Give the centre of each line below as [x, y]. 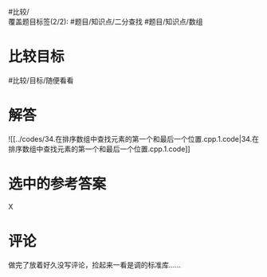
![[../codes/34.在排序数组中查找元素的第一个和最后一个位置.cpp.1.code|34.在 [133, 138]
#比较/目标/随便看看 [41, 80]
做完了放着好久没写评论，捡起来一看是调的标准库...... [95, 264]
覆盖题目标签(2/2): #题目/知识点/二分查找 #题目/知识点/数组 [106, 21]
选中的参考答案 [57, 184]
